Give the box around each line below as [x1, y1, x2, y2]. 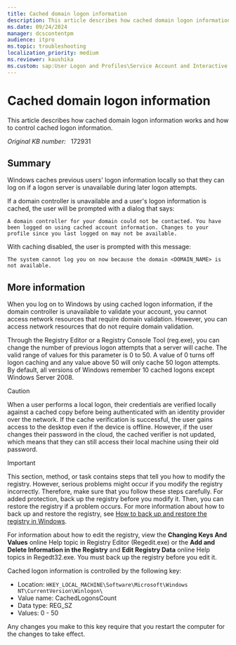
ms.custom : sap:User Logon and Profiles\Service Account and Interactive [7, 62, 228, 69]
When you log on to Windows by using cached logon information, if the [7, 300, 213, 309]
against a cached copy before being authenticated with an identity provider [7, 408, 225, 416]
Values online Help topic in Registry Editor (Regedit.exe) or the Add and [7, 538, 216, 547]
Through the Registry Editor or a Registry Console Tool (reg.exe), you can [7, 336, 220, 345]
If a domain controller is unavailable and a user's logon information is [7, 197, 207, 206]
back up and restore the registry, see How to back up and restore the [7, 510, 207, 518]
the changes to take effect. [7, 630, 86, 639]
